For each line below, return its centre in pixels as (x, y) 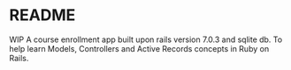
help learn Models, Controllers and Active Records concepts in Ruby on (139, 48)
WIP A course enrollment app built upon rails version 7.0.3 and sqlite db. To (146, 39)
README (42, 15)
